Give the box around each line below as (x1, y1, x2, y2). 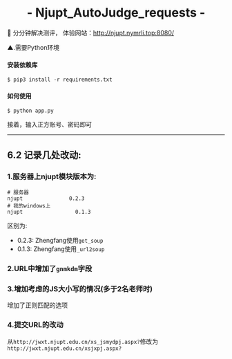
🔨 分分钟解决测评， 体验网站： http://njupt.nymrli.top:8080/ (7, 28, 175, 37)
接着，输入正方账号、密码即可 (7, 120, 92, 129)
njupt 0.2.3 (7, 195, 85, 202)
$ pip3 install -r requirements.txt (7, 76, 113, 84)
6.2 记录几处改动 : (7, 149, 81, 160)
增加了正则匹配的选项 (7, 301, 68, 309)
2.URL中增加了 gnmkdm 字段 (7, 264, 93, 273)
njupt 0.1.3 (7, 209, 91, 216)
